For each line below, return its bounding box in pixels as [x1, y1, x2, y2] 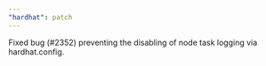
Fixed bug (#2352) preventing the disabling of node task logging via [8, 37, 258, 48]
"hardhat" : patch [8, 12, 73, 22]
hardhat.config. [8, 46, 65, 57]
